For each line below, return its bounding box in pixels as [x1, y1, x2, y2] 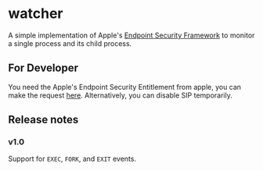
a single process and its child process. [8, 38, 132, 48]
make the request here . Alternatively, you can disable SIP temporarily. [8, 91, 232, 100]
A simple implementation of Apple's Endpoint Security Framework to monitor [8, 30, 255, 40]
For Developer [8, 62, 79, 75]
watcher [8, 5, 63, 23]
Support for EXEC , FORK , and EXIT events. [8, 154, 137, 164]
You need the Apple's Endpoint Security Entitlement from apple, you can [8, 82, 241, 91]
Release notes [8, 113, 79, 126]
